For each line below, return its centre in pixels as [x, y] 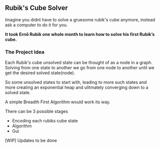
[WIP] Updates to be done [31, 141]
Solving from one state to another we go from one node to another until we [80, 68]
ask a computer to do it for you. [36, 25]
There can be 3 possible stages [37, 112]
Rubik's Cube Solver [36, 8]
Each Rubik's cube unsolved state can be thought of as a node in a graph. [79, 63]
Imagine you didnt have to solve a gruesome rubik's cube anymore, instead [80, 19]
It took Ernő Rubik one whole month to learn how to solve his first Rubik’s [80, 34]
